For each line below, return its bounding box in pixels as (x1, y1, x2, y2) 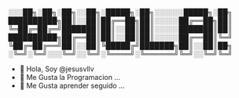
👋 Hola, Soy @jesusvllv (19, 64, 94, 74)
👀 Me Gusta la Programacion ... (19, 73, 120, 82)
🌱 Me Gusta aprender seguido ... (19, 81, 125, 90)
